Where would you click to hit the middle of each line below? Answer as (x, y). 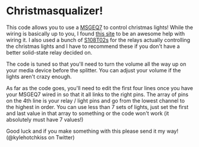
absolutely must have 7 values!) (45, 119)
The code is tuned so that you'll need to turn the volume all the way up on (96, 64)
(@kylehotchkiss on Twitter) (41, 137)
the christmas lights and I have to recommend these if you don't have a (93, 46)
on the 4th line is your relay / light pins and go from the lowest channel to (96, 100)
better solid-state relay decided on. (49, 52)
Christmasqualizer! (55, 11)
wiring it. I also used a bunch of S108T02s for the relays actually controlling (98, 40)
